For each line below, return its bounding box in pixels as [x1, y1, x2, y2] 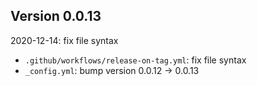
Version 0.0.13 [10, 8, 102, 25]
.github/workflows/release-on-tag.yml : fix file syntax [24, 54, 247, 66]
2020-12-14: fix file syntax [10, 34, 119, 46]
